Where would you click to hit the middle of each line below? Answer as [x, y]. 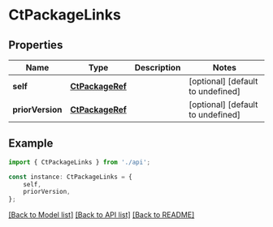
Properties [36, 45]
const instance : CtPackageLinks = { [70, 177]
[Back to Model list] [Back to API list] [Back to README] [102, 215]
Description [158, 68]
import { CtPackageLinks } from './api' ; [80, 162]
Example [31, 143]
